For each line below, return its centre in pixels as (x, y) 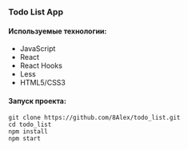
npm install (28, 132)
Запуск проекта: (37, 101)
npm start (25, 139)
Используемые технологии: (58, 31)
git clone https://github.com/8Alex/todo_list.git (94, 118)
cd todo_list (30, 125)
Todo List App (36, 12)
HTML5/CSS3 (42, 83)
